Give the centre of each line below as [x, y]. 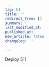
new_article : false [25, 37]
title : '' [15, 14]
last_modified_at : [24, 28]
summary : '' [17, 23]
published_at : [19, 32]
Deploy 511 [16, 59]
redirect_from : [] [24, 18]
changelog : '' [19, 41]
